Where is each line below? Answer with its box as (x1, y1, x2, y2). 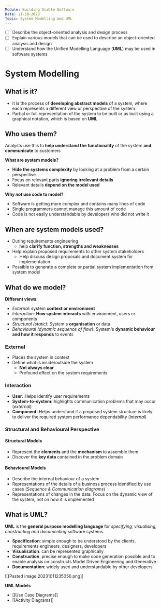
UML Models (5, 582, 31, 588)
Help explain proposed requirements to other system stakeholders (12, 249, 144, 254)
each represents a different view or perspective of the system (12, 105, 135, 111)
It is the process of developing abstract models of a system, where (12, 100, 147, 106)
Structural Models (5, 438, 42, 444)
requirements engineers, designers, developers (12, 543, 107, 549)
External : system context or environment (12, 305, 95, 311)
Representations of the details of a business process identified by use (12, 481, 151, 487)
